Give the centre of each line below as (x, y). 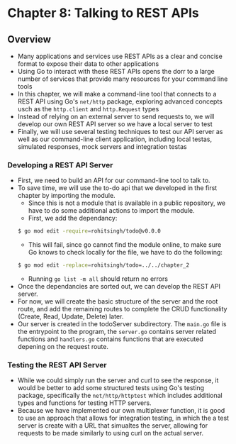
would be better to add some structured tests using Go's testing (111, 388)
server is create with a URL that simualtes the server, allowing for (112, 426)
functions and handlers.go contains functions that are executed (110, 339)
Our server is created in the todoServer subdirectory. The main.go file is (122, 324)
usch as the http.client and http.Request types (88, 109)
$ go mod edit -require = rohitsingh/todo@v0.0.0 (89, 231)
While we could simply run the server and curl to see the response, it (118, 380)
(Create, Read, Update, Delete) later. (71, 316)
